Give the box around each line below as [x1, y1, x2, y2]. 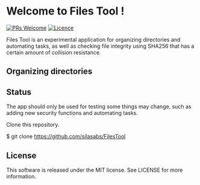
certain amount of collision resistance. [6, 48, 101, 56]
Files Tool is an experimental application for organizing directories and [6, 36, 181, 43]
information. [6, 172, 37, 180]
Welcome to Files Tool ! [6, 4, 125, 18]
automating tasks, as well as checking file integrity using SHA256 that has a [6, 42, 195, 50]
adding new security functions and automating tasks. [6, 109, 139, 117]
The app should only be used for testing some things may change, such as [6, 103, 192, 110]
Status [6, 86, 32, 97]
